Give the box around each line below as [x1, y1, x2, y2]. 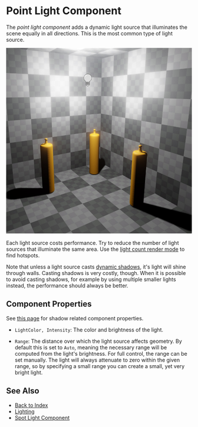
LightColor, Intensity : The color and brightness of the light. [14, 326, 164, 333]
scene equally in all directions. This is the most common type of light [6, 29, 173, 37]
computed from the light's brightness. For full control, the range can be [14, 350, 187, 357]
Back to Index [14, 402, 48, 409]
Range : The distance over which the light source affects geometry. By [14, 337, 183, 345]
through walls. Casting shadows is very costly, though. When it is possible [6, 269, 186, 276]
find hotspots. [6, 251, 40, 259]
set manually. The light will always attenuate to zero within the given [14, 356, 180, 363]
